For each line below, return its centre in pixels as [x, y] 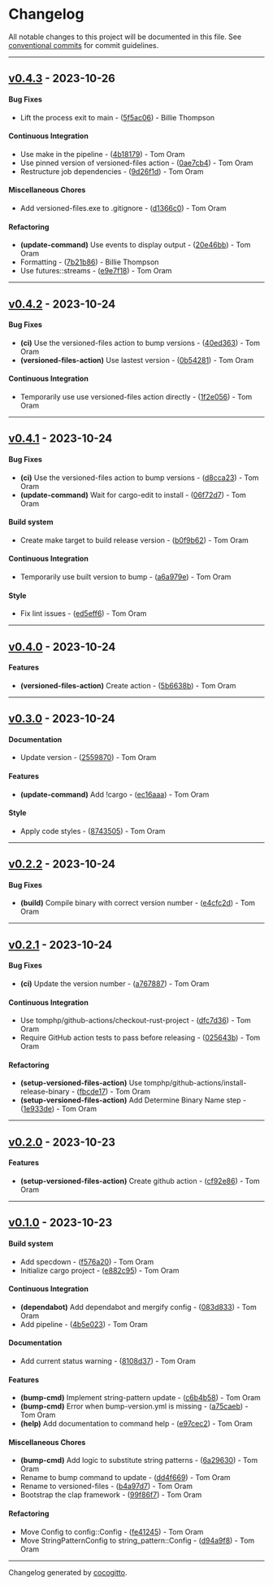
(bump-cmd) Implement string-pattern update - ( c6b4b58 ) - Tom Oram [141, 1398]
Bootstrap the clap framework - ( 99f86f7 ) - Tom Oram [111, 1495]
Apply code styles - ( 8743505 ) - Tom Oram [93, 831]
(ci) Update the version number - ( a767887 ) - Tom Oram [115, 983]
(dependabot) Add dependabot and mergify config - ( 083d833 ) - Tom [139, 1307]
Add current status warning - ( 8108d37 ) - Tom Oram [108, 1360]
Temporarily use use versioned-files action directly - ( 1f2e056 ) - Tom [136, 396]
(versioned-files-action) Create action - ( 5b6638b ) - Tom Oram [128, 685]
